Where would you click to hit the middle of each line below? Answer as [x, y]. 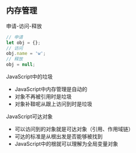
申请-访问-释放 [24, 26]
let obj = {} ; [24, 43]
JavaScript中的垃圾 [29, 77]
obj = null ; [21, 65]
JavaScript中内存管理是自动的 [51, 89]
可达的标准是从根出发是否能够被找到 [59, 136]
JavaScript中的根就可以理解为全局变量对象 [67, 144]
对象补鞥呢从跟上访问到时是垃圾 [53, 104]
